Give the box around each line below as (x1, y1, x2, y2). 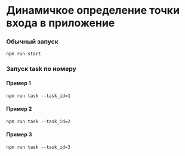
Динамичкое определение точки (6, 4, 180, 17)
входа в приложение (6, 16, 115, 30)
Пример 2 (6, 105, 32, 113)
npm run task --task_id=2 (6, 118, 70, 124)
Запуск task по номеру (6, 65, 76, 73)
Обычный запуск (6, 38, 58, 46)
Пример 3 (6, 131, 32, 138)
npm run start (6, 51, 42, 57)
